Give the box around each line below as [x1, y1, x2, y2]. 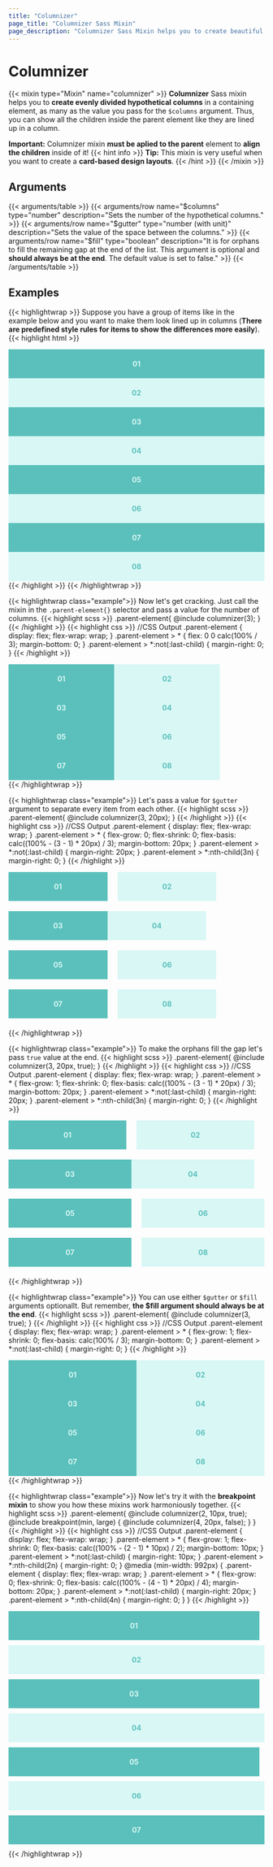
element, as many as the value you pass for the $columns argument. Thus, [8, 106, 254, 116]
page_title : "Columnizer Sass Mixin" [8, 20, 136, 28]
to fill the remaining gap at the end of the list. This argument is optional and [8, 245, 260, 254]
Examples [8, 285, 59, 299]
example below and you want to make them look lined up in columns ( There [8, 315, 262, 325]
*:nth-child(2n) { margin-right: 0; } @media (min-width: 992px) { [8, 1560, 223, 1570]
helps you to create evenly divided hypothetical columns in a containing [8, 98, 254, 107]
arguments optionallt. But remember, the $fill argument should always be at [8, 1300, 265, 1310]
